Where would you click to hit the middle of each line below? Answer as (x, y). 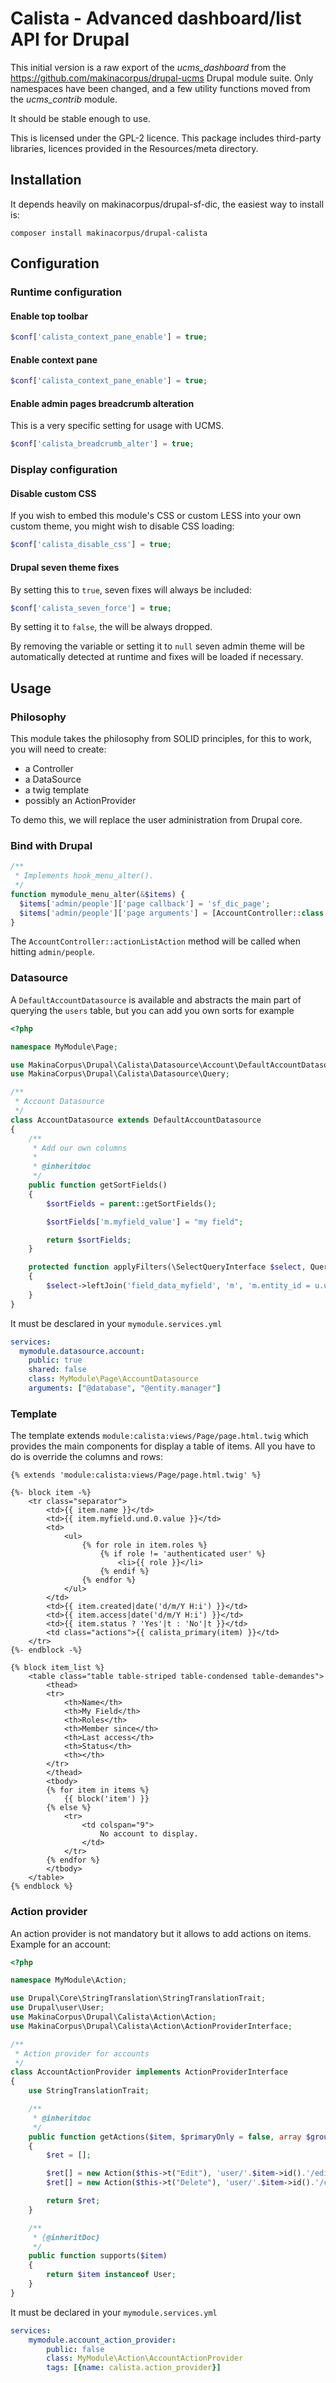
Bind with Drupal (51, 845)
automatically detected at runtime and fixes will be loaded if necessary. (157, 657)
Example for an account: (61, 1944)
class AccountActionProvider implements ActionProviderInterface (149, 2072)
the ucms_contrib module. (64, 99)
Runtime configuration (66, 292)
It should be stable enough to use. (80, 118)
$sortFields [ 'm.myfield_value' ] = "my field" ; (145, 1222)
